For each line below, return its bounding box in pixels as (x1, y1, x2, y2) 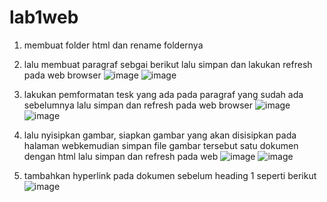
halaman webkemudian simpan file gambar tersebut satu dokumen (23, 139, 299, 151)
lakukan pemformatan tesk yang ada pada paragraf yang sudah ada (23, 88, 304, 100)
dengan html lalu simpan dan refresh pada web (23, 150, 219, 162)
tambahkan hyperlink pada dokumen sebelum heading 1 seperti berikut (23, 169, 317, 181)
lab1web (9, 6, 79, 29)
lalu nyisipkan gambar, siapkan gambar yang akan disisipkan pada (23, 129, 297, 141)
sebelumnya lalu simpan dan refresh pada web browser (23, 99, 254, 111)
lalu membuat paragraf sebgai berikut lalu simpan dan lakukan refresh (23, 58, 313, 70)
